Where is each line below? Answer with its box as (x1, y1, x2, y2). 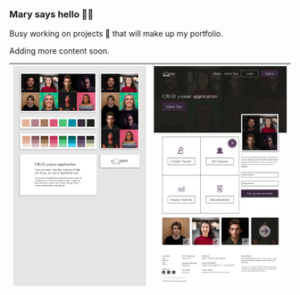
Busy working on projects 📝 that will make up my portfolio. (9, 29, 223, 39)
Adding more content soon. (9, 46, 110, 56)
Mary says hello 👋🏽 (9, 8, 94, 21)
